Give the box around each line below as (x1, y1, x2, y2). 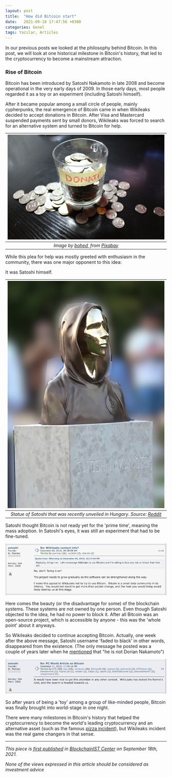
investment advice (5, 766, 45, 772)
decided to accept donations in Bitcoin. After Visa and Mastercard (5, 112, 144, 118)
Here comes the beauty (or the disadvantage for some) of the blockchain (5, 601, 160, 607)
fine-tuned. (5, 533, 29, 539)
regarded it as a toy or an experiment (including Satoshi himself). (5, 91, 142, 97)
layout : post (5, 8, 33, 13)
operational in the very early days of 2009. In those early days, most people (5, 85, 165, 92)
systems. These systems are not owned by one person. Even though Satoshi (5, 606, 167, 612)
